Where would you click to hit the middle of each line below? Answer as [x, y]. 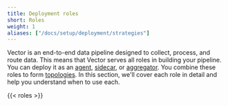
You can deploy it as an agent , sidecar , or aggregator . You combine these [112, 67]
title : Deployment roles [43, 14]
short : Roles [26, 20]
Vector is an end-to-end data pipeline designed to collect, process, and [109, 53]
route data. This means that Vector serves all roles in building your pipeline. [115, 60]
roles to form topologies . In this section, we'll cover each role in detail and [112, 75]
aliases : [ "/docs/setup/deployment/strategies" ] [78, 33]
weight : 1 [21, 26]
